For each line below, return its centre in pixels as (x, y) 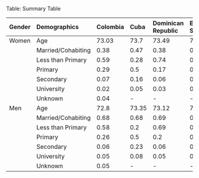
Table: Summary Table (33, 9)
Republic (166, 31)
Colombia (110, 27)
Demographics (57, 27)
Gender (20, 27)
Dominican (168, 23)
